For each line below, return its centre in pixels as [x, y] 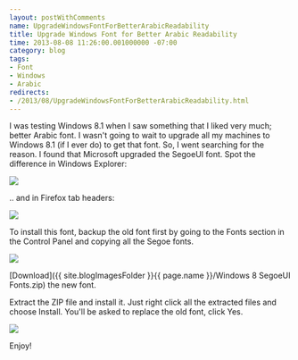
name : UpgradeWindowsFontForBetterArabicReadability [109, 26]
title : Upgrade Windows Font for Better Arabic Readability [124, 34]
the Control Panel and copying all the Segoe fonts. [102, 241]
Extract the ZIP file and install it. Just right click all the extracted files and [143, 302]
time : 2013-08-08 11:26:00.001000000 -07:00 [93, 42]
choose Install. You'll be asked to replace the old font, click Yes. [126, 312]
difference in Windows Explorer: [68, 164]
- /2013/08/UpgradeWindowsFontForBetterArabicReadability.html [129, 100]
